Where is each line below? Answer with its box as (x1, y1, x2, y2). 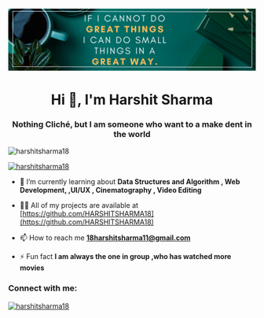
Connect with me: (8, 283, 78, 294)
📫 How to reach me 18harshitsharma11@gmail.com (19, 233, 191, 242)
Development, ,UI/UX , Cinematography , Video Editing (19, 186, 202, 195)
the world (113, 129, 151, 140)
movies (19, 263, 45, 272)
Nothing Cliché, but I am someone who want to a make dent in (11, 119, 253, 130)
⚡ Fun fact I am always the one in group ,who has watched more (19, 252, 232, 261)
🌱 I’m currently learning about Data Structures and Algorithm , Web (19, 177, 240, 187)
